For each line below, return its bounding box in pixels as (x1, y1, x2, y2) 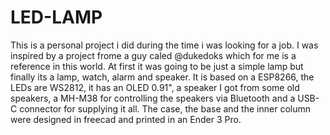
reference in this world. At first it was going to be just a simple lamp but (10, 60, 304, 72)
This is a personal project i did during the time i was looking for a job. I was (10, 39, 319, 51)
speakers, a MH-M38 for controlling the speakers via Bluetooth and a (10, 92, 296, 104)
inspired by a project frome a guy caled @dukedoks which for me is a (10, 49, 297, 61)
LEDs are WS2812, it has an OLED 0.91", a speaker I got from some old (10, 81, 300, 93)
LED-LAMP (10, 6, 103, 29)
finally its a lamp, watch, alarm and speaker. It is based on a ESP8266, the (10, 71, 315, 83)
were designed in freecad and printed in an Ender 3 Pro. (10, 113, 242, 125)
